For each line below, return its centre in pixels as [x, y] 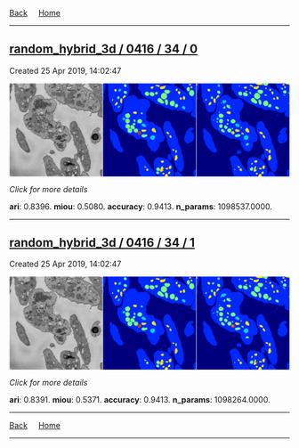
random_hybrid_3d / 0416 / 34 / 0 [104, 49]
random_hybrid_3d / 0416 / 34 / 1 [102, 243]
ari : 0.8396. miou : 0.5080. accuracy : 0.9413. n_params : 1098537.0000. [141, 206]
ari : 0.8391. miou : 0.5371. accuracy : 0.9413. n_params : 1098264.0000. [140, 400]
